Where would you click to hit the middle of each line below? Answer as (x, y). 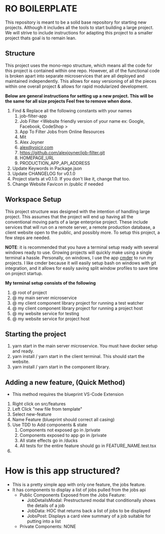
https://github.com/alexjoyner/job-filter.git (62, 152)
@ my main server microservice (45, 298)
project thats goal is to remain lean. (41, 38)
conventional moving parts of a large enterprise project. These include (77, 222)
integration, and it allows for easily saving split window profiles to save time (82, 268)
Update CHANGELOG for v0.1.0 (44, 174)
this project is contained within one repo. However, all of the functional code (82, 71)
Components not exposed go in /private (60, 430)
